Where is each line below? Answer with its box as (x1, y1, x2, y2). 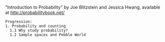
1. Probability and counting (5, 23, 66, 28)
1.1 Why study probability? (9, 28, 68, 33)
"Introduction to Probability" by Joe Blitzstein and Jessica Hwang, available (5, 4, 160, 10)
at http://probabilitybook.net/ (5, 9, 65, 15)
